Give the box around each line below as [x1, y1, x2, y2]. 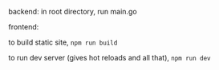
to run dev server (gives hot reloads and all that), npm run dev [8, 53, 211, 62]
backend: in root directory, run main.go [8, 7, 138, 16]
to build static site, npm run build [8, 37, 118, 47]
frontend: [8, 22, 39, 31]
